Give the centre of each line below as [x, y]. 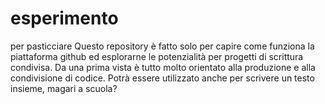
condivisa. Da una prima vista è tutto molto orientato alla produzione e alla [163, 67]
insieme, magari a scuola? [64, 88]
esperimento [64, 18]
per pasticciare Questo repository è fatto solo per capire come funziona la [162, 46]
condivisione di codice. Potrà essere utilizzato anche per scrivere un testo [162, 78]
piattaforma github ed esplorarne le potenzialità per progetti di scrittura [157, 56]
